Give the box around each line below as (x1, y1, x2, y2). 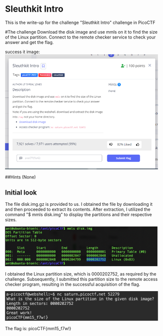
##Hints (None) (5, 174, 36, 180)
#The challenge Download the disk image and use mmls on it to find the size (5, 29, 158, 35)
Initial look (5, 188, 37, 197)
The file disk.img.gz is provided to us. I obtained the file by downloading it (5, 201, 153, 207)
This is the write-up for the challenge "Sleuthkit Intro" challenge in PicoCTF (5, 20, 156, 25)
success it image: (5, 49, 40, 55)
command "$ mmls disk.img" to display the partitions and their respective (5, 212, 152, 217)
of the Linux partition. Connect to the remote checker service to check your (5, 34, 156, 40)
